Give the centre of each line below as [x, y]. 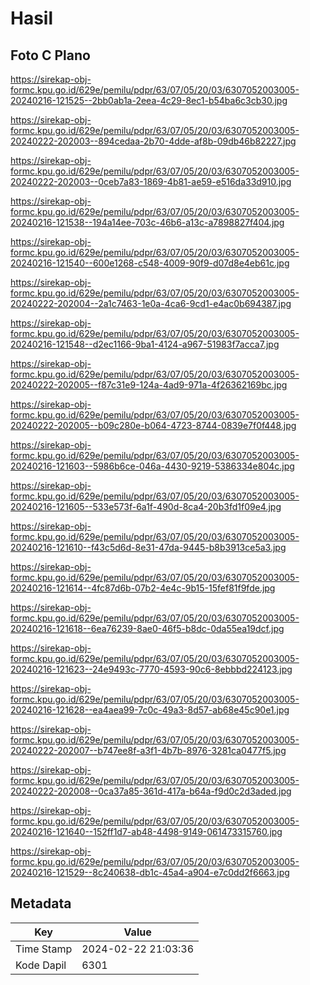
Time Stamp [44, 949]
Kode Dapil [41, 965]
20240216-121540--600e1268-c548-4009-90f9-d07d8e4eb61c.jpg [150, 263]
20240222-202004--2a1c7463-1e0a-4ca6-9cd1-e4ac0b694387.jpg [151, 303]
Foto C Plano [50, 55]
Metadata [41, 903]
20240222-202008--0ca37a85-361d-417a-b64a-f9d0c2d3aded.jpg [151, 791]
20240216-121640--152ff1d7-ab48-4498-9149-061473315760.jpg [146, 831]
